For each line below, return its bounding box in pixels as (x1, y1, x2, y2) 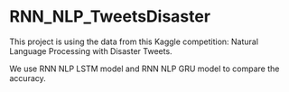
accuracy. (9, 72, 47, 83)
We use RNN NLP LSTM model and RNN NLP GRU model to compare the (9, 63, 280, 74)
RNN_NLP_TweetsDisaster (9, 6, 210, 27)
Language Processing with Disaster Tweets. (9, 45, 173, 56)
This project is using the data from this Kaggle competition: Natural (9, 36, 259, 47)
